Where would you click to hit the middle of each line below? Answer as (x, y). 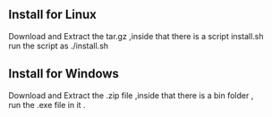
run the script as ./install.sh (59, 46)
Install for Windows (64, 74)
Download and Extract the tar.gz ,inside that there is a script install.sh (136, 36)
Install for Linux (53, 15)
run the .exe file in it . (47, 104)
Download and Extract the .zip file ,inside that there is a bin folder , (131, 95)
